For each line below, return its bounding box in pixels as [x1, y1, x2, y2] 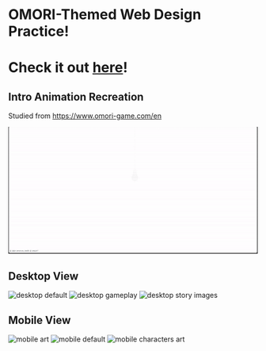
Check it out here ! [8, 59, 128, 77]
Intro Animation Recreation [8, 90, 144, 104]
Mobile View [8, 313, 71, 326]
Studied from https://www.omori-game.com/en [8, 111, 162, 120]
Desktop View [8, 269, 79, 283]
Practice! [8, 22, 70, 40]
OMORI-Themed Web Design [8, 6, 202, 24]
